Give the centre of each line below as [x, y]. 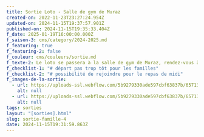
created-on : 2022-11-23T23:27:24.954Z [55, 18]
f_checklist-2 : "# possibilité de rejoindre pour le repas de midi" [95, 74]
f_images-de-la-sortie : [36, 79]
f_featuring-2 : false [34, 52]
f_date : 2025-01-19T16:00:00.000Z [50, 35]
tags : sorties [24, 108]
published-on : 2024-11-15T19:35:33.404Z [58, 29]
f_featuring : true [29, 46]
